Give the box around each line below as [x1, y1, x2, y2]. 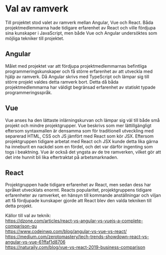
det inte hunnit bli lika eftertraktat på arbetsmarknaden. [5, 154, 119, 160]
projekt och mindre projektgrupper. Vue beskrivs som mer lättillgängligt [5, 123, 152, 128]
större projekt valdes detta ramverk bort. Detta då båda [5, 79, 119, 85]
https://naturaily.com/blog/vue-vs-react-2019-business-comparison [5, 245, 146, 251]
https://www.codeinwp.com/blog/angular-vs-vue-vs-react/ [5, 229, 127, 235]
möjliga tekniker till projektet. [5, 35, 65, 41]
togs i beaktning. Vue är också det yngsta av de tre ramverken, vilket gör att [5, 149, 161, 155]
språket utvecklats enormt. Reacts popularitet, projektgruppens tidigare [5, 187, 152, 193]
